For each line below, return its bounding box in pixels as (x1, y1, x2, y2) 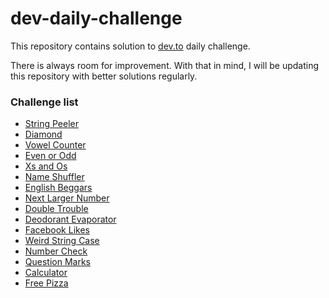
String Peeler (24, 118, 79, 130)
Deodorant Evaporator (24, 213, 117, 226)
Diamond (24, 128, 63, 141)
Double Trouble (24, 203, 89, 215)
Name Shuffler (24, 171, 85, 183)
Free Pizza (24, 277, 69, 289)
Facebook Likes (24, 224, 90, 236)
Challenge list (10, 95, 79, 109)
